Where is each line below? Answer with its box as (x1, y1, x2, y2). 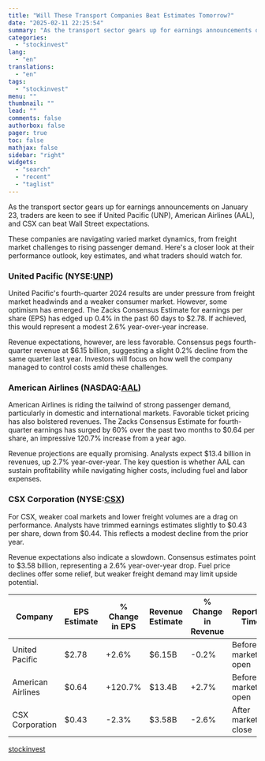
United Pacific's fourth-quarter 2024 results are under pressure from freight (8, 289, 255, 298)
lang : (8, 48, 26, 56)
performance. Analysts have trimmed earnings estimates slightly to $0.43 (8, 520, 247, 530)
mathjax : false (8, 144, 58, 152)
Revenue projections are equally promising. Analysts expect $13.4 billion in (8, 449, 251, 459)
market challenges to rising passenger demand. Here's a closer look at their (8, 242, 255, 252)
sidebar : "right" (8, 151, 65, 159)
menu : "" (8, 92, 37, 100)
